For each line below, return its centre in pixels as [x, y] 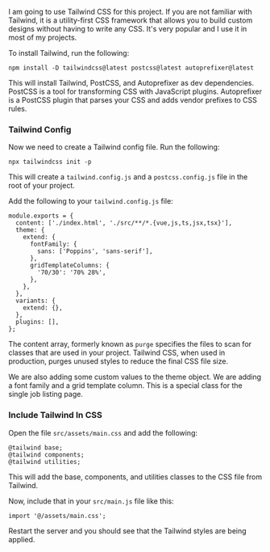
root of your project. [42, 186]
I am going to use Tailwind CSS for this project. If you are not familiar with [130, 12]
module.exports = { [41, 216]
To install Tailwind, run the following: [69, 53]
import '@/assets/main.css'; [57, 516]
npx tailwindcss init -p [50, 162]
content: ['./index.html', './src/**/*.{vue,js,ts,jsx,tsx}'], [124, 223]
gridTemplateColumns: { [70, 266]
